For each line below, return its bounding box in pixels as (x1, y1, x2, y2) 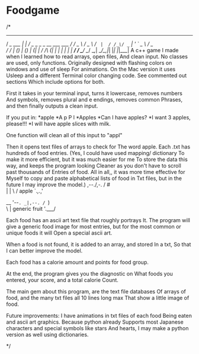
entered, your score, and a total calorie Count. (6, 276, 118, 283)
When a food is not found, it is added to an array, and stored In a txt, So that (6, 241, 191, 248)
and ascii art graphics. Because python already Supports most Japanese (6, 318, 184, 325)
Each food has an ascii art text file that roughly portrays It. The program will (6, 216, 191, 223)
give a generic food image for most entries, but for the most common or (6, 223, 182, 230)
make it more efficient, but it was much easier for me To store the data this (6, 156, 188, 163)
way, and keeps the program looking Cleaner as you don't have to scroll (6, 162, 182, 169)
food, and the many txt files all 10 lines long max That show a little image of (6, 294, 190, 301)
